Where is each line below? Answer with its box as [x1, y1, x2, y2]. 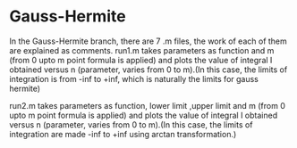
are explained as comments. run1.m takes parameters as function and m [9, 45, 275, 55]
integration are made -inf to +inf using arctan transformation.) [9, 128, 237, 139]
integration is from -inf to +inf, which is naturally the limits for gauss [9, 73, 259, 84]
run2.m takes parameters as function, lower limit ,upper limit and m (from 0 [9, 100, 286, 111]
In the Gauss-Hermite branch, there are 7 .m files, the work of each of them [9, 36, 288, 46]
